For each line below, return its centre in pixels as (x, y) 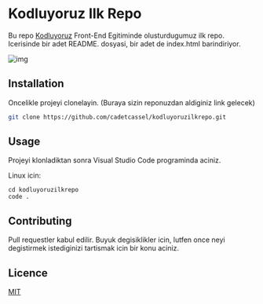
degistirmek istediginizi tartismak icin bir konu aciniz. (93, 248)
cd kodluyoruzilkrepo (44, 190)
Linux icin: (25, 176)
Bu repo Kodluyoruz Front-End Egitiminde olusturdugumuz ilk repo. (117, 35)
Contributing (40, 221)
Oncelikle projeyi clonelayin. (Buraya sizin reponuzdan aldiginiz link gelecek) (131, 102)
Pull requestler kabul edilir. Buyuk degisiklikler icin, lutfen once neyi (117, 240)
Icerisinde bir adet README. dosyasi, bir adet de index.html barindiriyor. (124, 43)
